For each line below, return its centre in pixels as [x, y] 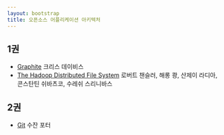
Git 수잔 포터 [34, 125]
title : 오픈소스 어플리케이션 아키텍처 [54, 20]
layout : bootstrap [33, 13]
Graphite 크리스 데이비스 [50, 67]
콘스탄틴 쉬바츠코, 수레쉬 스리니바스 [65, 84]
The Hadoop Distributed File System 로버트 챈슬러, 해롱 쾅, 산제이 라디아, [117, 75]
